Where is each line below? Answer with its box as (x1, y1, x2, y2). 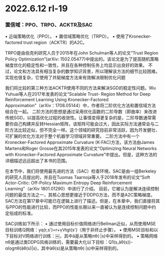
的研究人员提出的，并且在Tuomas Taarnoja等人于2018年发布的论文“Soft (5, 174, 150, 180)
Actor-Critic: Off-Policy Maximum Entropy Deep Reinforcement (5, 180, 133, 186)
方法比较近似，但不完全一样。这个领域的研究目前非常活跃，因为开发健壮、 (9, 127, 160, 133)
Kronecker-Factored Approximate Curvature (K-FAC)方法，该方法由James (5, 140, 155, 145)
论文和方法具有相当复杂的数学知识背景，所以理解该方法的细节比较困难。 (13, 68, 160, 74)
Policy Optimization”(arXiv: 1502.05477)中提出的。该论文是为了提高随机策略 (5, 56, 159, 62)
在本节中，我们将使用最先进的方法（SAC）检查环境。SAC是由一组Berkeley (5, 168, 157, 174)
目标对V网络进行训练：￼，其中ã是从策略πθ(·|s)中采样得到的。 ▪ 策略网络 (9, 233, 158, 239)
